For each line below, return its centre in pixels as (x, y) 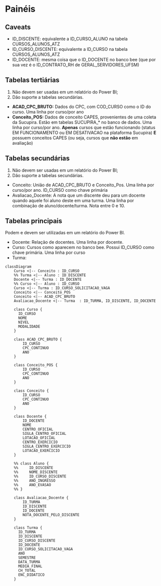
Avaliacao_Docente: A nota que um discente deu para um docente (79, 195)
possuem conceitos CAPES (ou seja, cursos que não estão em (75, 137)
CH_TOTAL (27, 571)
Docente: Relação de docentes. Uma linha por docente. (68, 242)
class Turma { (28, 528)
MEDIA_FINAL (30, 566)
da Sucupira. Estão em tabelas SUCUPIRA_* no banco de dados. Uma (82, 122)
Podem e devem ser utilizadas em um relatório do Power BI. (65, 233)
